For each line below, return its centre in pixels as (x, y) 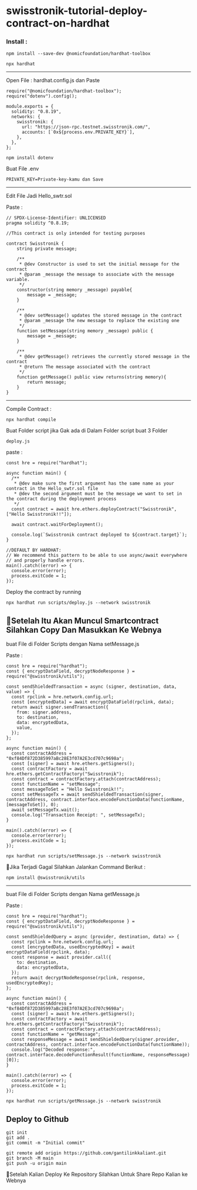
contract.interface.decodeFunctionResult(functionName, (76, 1055)
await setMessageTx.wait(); (46, 810)
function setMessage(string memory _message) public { (85, 331)
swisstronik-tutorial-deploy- (77, 11)
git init (17, 1133)
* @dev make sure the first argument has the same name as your (94, 484)
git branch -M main (30, 1158)
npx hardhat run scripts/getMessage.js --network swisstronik (84, 1101)
